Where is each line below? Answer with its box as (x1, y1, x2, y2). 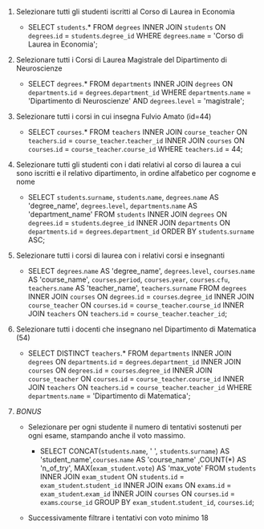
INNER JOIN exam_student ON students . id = (39, 472, 185, 481)
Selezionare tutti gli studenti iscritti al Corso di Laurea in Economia (15, 7, 235, 16)
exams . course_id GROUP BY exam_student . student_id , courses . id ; (39, 498, 254, 507)
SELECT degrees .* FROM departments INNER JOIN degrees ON (27, 79, 234, 88)
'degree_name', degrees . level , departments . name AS (27, 201, 198, 210)
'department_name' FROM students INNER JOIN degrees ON (27, 210, 227, 219)
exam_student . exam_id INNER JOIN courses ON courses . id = (39, 489, 235, 498)
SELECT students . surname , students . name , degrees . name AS (27, 193, 219, 201)
